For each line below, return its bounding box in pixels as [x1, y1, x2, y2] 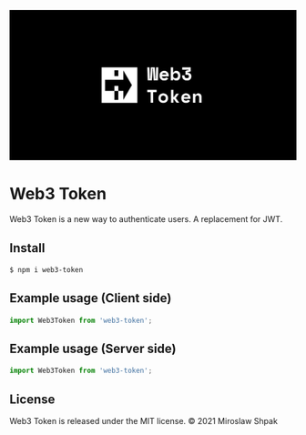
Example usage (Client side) [9, 290, 172, 306]
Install [9, 240, 46, 256]
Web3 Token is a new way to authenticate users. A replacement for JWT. [9, 214, 283, 225]
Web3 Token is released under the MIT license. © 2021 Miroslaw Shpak [9, 416, 278, 427]
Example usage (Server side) [9, 341, 177, 356]
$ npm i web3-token [9, 266, 84, 275]
